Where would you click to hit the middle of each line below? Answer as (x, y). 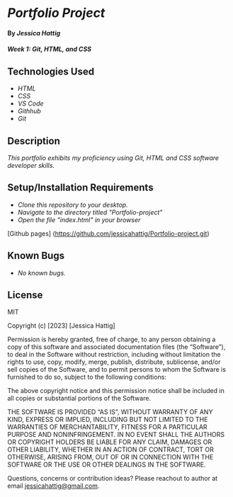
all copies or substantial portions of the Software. (79, 399)
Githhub (29, 111)
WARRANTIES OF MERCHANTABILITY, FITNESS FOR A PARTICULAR (107, 427)
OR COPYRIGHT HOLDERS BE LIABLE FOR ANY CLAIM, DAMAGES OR (110, 442)
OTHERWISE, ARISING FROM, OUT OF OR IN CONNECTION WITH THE (110, 457)
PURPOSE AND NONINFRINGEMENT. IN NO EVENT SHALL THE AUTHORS (116, 435)
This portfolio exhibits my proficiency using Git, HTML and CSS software (113, 158)
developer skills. (31, 165)
